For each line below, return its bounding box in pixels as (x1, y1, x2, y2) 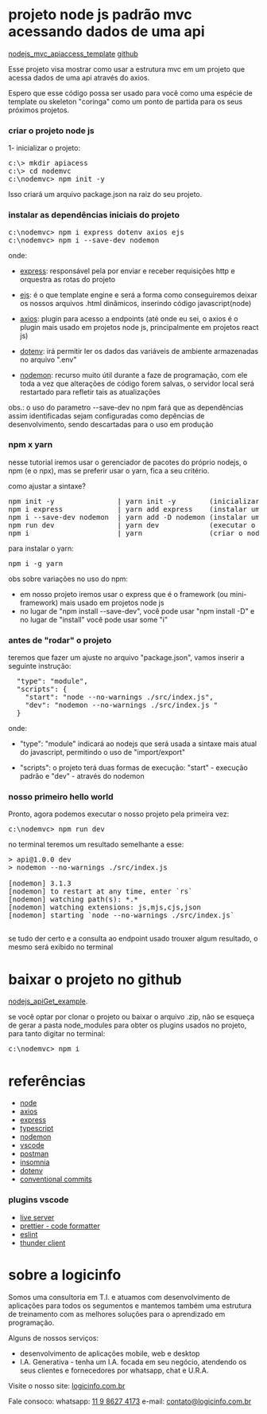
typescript (19, 1124, 54, 1133)
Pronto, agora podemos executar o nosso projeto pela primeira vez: (8, 809, 230, 819)
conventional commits (19, 1174, 93, 1184)
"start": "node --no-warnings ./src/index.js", (25, 693, 215, 702)
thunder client (19, 1238, 66, 1247)
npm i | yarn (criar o (8, 528, 244, 537)
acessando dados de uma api (8, 22, 205, 41)
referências (8, 1072, 86, 1090)
